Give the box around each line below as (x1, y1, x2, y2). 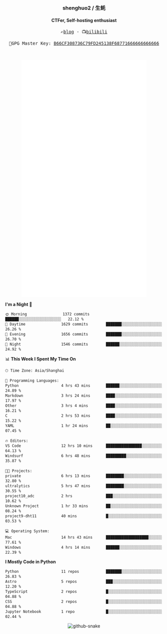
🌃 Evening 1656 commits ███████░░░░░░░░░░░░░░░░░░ (5, 332, 162, 337)
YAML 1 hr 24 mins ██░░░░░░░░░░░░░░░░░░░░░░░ (5, 423, 162, 428)
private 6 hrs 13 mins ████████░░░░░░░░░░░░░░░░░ (5, 473, 162, 479)
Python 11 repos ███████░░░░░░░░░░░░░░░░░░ (5, 569, 162, 574)
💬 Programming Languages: (5, 378, 59, 383)
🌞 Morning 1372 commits (5, 311, 90, 316)
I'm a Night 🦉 (5, 301, 32, 307)
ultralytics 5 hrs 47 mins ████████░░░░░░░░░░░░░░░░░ (5, 483, 162, 489)
